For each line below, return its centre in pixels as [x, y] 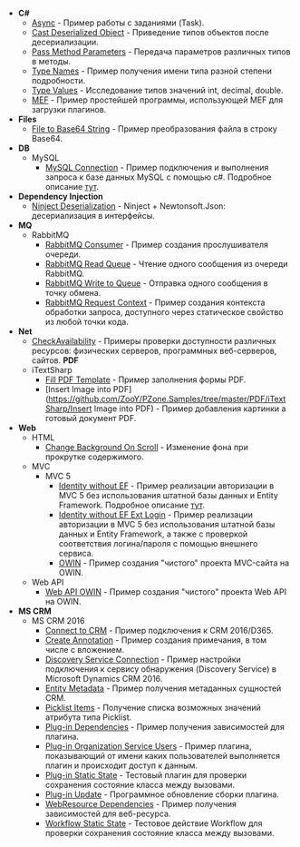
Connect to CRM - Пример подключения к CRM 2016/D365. [159, 630]
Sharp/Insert [68, 409]
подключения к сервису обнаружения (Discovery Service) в [160, 669]
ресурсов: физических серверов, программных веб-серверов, [154, 350]
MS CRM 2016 [58, 620]
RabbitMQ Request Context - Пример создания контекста [155, 302]
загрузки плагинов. [69, 109]
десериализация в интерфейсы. [93, 216]
